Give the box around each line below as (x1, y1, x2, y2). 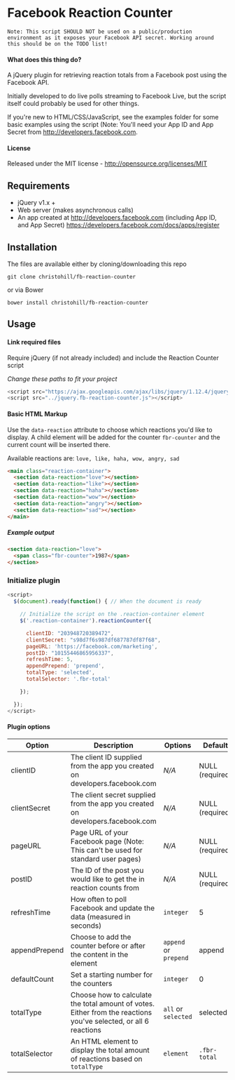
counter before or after (70, 940, 145, 950)
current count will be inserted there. (7, 440, 111, 448)
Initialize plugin (7, 575, 61, 585)
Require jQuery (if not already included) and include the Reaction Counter (7, 353, 219, 362)
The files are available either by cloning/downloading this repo (7, 260, 187, 268)
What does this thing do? (7, 55, 82, 64)
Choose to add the (70, 932, 131, 942)
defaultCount (10, 974, 55, 984)
